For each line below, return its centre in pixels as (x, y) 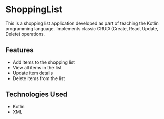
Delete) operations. (25, 34)
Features (19, 50)
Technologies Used (36, 94)
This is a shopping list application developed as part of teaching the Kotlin (82, 23)
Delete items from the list (39, 78)
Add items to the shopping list (44, 62)
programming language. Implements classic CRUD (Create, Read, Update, (82, 28)
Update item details (33, 73)
